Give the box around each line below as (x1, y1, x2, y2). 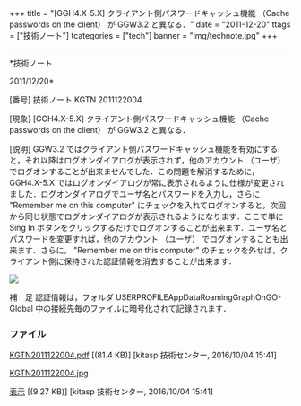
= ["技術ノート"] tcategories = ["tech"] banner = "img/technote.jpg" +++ (9, 31, 278, 40)
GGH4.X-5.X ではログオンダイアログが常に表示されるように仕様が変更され (9, 178, 285, 188)
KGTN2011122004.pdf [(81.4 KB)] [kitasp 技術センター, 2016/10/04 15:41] (9, 349, 278, 361)
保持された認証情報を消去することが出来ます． (64, 256, 236, 267)
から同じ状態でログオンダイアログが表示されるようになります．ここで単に (9, 211, 284, 222)
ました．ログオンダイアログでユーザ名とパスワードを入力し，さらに (9, 189, 261, 199)
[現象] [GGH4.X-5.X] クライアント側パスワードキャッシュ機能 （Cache (9, 113, 270, 124)
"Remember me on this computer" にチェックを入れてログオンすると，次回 (9, 200, 287, 210)
